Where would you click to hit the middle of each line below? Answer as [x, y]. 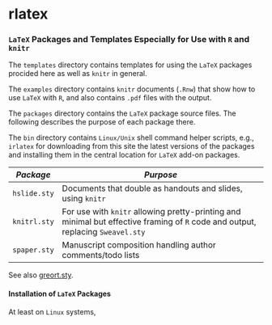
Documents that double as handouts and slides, [152, 188]
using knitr [84, 199]
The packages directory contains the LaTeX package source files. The [122, 113]
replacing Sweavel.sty [104, 232]
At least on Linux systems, [52, 311]
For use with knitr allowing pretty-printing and [151, 212]
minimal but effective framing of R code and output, [159, 222]
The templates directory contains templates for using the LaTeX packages [130, 65]
